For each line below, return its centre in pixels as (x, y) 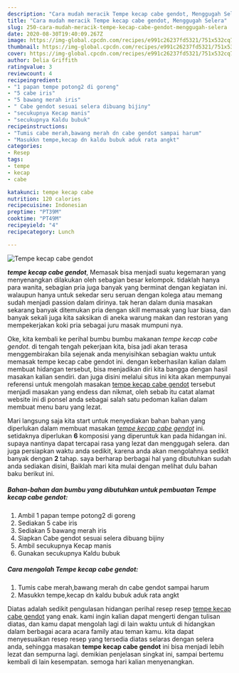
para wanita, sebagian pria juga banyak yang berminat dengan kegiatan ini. (117, 287)
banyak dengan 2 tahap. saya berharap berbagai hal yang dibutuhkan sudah (119, 458)
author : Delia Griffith (43, 60)
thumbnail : (23, 47)
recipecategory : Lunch (41, 232)
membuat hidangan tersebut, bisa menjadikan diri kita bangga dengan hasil (117, 369)
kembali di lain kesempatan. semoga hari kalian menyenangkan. (101, 662)
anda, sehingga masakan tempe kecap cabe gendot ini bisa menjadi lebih (116, 646)
